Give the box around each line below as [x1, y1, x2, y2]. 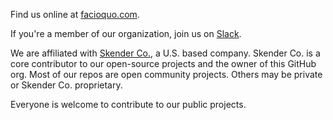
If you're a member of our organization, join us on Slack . [10, 28, 242, 39]
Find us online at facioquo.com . [10, 9, 140, 20]
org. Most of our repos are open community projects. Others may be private [10, 69, 323, 80]
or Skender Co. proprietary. [10, 79, 123, 91]
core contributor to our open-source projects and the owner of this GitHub [10, 58, 317, 69]
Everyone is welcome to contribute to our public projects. [10, 99, 247, 110]
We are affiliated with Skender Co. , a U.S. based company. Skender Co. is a [10, 47, 321, 59]
